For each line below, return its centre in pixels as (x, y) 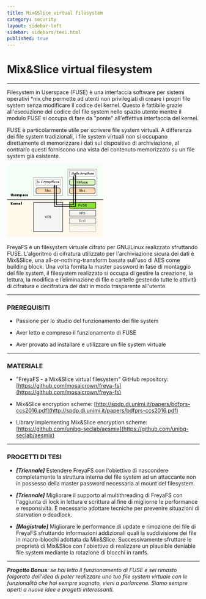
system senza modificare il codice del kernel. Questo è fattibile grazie (95, 105)
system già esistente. (34, 156)
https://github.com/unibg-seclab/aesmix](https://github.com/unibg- (103, 429)
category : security (32, 19)
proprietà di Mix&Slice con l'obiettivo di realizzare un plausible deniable (106, 546)
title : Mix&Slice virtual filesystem (55, 13)
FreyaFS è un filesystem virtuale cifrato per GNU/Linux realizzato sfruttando (102, 247)
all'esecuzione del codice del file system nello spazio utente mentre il (94, 112)
